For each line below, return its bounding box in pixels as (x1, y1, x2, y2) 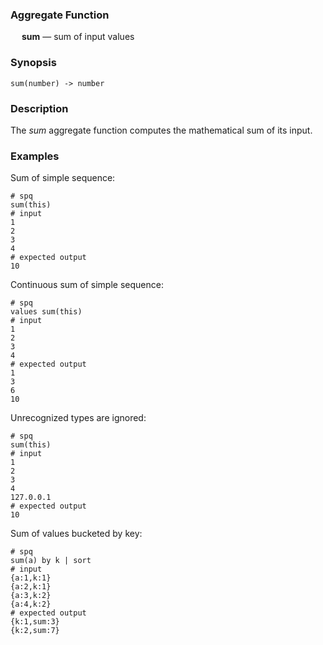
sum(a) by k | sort (10, 556, 92, 566)
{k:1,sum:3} (10, 617, 60, 627)
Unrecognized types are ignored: (10, 412, 147, 424)
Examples (10, 149, 60, 163)
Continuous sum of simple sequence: (10, 279, 164, 291)
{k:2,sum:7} (10, 626, 60, 636)
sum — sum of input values (21, 31, 135, 43)
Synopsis (10, 56, 57, 70)
